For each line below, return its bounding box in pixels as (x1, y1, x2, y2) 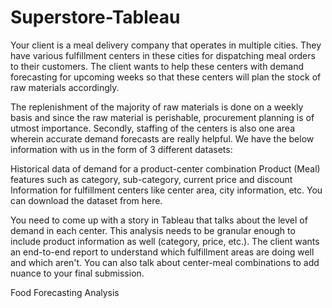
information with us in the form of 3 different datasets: (10, 143, 233, 155)
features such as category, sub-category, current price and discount (10, 173, 293, 185)
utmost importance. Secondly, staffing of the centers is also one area (10, 122, 296, 134)
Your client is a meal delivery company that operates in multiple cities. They (10, 39, 322, 51)
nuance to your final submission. (10, 267, 145, 279)
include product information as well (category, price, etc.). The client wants (10, 235, 320, 247)
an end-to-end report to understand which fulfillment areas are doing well (10, 246, 315, 258)
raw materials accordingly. (10, 81, 120, 93)
